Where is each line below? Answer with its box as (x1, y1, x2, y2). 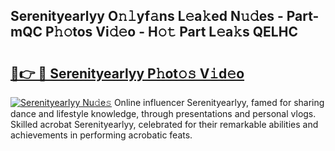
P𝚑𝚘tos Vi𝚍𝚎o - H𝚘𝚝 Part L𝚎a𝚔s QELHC (44, 24, 298, 41)
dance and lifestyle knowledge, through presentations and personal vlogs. (10, 108, 317, 119)
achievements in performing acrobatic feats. (10, 129, 193, 141)
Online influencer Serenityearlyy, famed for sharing (113, 97, 325, 108)
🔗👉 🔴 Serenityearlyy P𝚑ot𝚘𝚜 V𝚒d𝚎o (10, 65, 245, 82)
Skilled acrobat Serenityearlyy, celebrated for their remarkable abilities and (10, 119, 319, 130)
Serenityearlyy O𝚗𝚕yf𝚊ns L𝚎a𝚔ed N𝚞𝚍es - (10, 8, 284, 25)
